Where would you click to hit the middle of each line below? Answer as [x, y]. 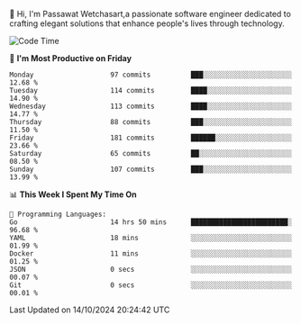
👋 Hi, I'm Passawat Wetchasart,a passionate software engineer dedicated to [150, 14]
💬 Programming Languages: [58, 214]
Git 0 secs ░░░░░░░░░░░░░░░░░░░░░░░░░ [151, 285]
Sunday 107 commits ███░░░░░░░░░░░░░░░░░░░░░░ [151, 169]
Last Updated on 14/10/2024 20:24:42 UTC [90, 310]
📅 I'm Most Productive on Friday [71, 58]
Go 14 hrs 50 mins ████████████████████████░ [151, 222]
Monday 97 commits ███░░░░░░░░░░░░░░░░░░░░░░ [151, 75]
